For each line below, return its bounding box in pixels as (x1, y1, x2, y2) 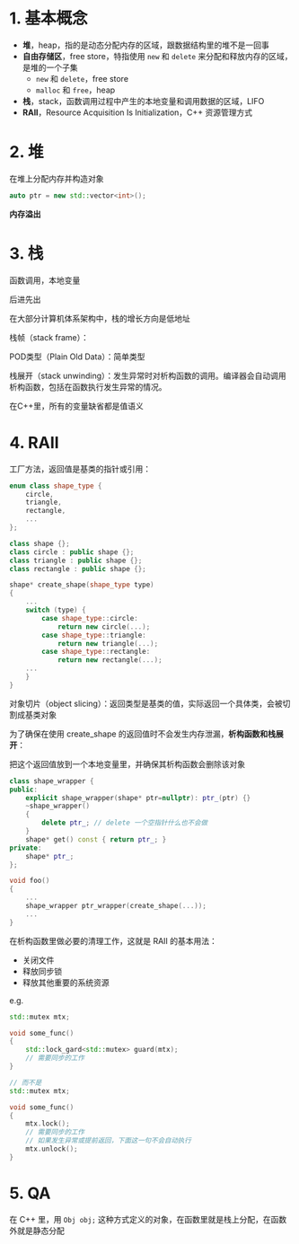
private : (9, 843, 42, 852)
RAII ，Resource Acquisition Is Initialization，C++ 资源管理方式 (22, 107, 253, 118)
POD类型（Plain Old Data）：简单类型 (9, 351, 145, 362)
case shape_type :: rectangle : (41, 648, 151, 657)
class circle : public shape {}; (9, 547, 135, 557)
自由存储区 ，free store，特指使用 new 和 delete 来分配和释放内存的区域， (22, 50, 293, 61)
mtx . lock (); (25, 1119, 70, 1128)
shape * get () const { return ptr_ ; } (25, 834, 167, 844)
